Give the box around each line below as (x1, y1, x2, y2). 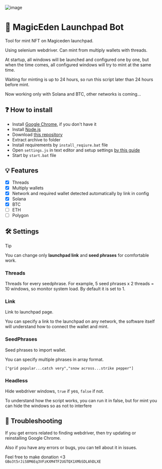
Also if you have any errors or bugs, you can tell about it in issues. (5, 444, 137, 450)
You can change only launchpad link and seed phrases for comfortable (5, 252, 149, 258)
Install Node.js (12, 126, 41, 132)
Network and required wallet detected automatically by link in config (12, 190, 149, 196)
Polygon (12, 212, 29, 218)
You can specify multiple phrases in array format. (5, 356, 104, 362)
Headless (5, 377, 28, 384)
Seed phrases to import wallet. (5, 347, 67, 353)
